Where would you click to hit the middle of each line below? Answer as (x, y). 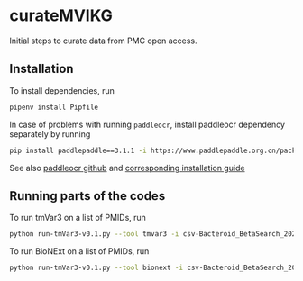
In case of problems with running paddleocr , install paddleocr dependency (147, 124)
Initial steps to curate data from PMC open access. (103, 41)
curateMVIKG (61, 16)
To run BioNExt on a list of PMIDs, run (79, 251)
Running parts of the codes (87, 196)
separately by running (50, 134)
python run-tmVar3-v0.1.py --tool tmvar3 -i (94, 234)
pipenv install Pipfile (54, 107)
